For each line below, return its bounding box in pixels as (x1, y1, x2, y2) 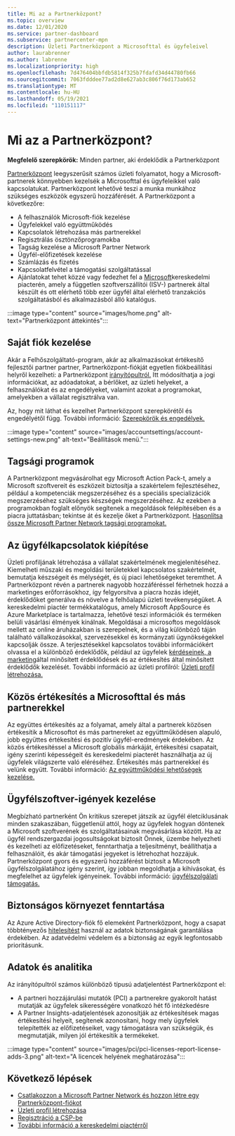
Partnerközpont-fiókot (17, 1099, 82, 1107)
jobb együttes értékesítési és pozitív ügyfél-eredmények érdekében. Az (7, 735, 214, 744)
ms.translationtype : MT (7, 82, 77, 89)
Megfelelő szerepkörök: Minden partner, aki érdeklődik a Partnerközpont (7, 156, 220, 164)
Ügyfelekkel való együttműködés (17, 220, 113, 229)
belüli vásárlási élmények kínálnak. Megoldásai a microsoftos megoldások (7, 618, 221, 627)
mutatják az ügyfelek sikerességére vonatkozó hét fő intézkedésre (17, 1001, 210, 1009)
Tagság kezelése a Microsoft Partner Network (17, 242, 151, 251)
